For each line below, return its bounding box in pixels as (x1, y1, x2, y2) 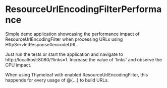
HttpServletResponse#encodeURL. (5, 41, 78, 47)
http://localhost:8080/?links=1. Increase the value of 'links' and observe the (5, 56, 162, 62)
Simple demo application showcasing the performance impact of (5, 31, 140, 37)
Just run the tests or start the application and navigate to (5, 51, 124, 57)
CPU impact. (5, 62, 32, 68)
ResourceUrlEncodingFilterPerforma (5, 4, 162, 15)
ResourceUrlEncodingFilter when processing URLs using (5, 36, 123, 42)
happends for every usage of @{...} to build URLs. (5, 77, 109, 83)
